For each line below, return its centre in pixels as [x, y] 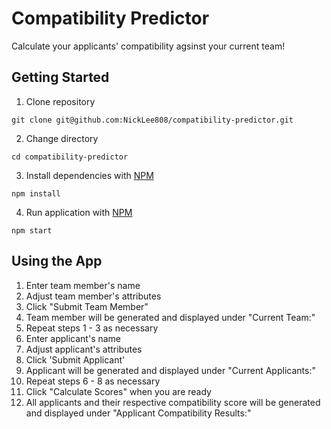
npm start [32, 230]
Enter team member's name [83, 285]
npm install [36, 193]
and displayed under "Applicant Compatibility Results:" [138, 413]
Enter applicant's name [73, 338]
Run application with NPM [79, 212]
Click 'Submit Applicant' [75, 359]
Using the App [57, 261]
